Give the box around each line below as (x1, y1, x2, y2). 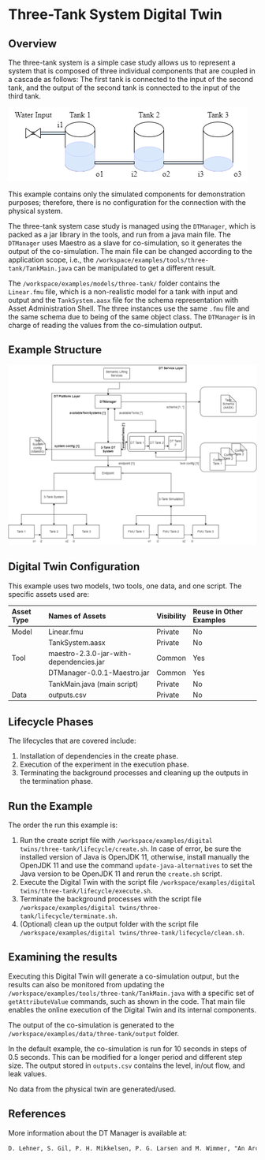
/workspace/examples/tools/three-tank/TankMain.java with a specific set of (8, 988, 255, 998)
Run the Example (8, 799, 93, 813)
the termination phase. (19, 777, 93, 786)
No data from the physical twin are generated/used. (8, 1084, 176, 1094)
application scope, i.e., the (8, 255, 95, 264)
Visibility (156, 611, 187, 621)
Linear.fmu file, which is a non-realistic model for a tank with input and (8, 287, 238, 297)
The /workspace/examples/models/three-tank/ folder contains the (8, 278, 221, 288)
